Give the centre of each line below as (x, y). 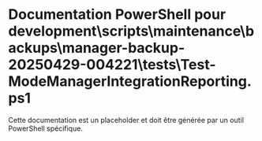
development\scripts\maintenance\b (131, 31)
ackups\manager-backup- (97, 48)
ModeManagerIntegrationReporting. (130, 82)
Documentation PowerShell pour (117, 15)
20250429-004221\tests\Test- (112, 65)
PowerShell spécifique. (45, 128)
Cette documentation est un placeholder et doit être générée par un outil (126, 120)
